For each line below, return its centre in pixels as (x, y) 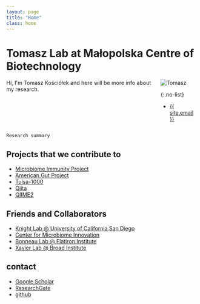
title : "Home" (24, 18)
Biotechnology (44, 66)
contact (21, 267)
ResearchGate (33, 288)
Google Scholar (35, 281)
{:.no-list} (172, 95)
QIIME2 (24, 195)
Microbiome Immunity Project (52, 169)
